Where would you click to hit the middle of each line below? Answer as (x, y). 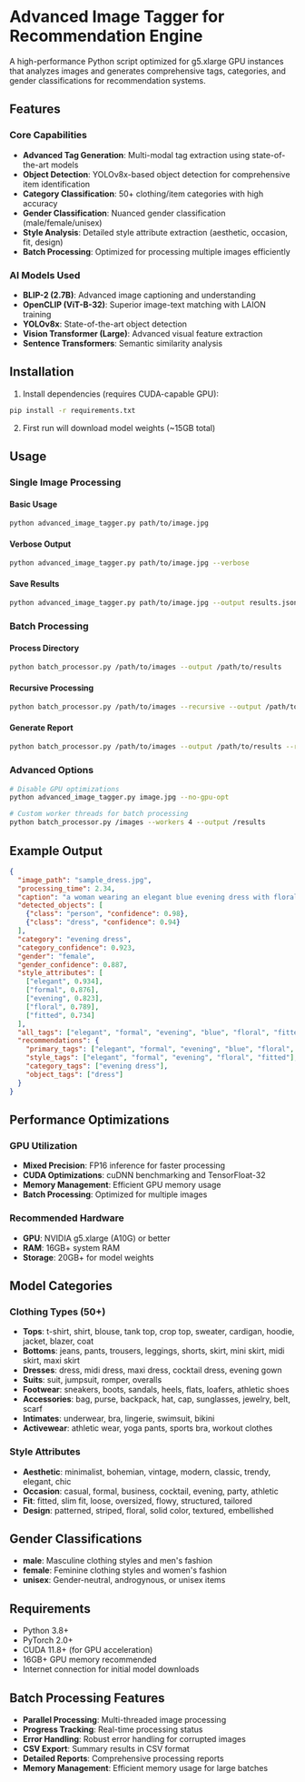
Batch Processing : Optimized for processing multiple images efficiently (156, 251)
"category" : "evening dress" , (74, 939)
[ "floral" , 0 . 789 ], (63, 1007)
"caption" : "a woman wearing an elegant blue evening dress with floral (158, 897)
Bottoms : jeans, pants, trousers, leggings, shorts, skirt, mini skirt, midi (153, 1351)
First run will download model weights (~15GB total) (119, 428)
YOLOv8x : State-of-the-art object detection (105, 324)
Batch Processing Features (87, 1698)
